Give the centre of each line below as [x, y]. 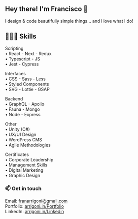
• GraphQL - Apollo [25, 104]
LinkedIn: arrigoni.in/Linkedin [34, 211]
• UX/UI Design [21, 134]
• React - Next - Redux [28, 53]
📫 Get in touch [23, 188]
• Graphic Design [23, 175]
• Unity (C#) [17, 129]
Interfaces [16, 73]
